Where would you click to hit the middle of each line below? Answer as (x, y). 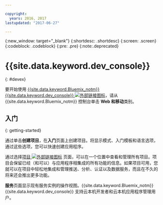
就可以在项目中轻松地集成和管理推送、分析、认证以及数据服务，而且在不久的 (81, 169)
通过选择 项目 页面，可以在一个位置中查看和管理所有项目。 (79, 157)
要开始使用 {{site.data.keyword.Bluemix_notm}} (52, 89)
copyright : (16, 14)
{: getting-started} (23, 130)
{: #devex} (16, 79)
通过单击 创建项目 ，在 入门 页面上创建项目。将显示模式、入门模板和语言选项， (81, 140)
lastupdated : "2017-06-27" (32, 23)
